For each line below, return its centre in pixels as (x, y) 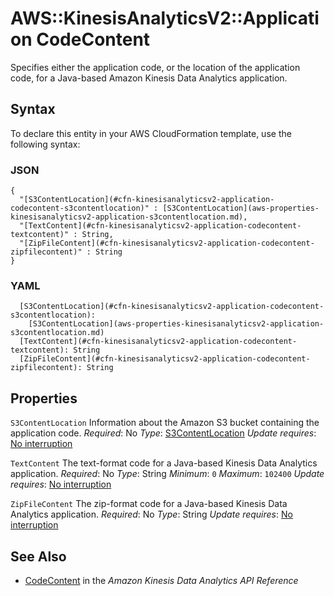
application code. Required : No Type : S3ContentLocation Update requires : (163, 433)
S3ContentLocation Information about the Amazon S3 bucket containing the (165, 423)
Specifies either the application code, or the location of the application (155, 67)
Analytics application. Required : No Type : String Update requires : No (151, 514)
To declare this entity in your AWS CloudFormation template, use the (151, 133)
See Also (38, 556)
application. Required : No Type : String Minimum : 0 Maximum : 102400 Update (167, 474)
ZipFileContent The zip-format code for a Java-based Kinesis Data (149, 504)
